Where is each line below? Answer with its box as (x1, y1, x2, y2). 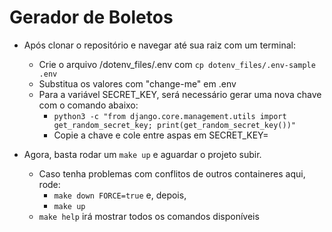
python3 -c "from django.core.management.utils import (53, 111, 287, 121)
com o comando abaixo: (38, 99, 139, 111)
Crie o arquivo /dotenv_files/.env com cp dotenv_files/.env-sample (38, 58, 316, 70)
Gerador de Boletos (9, 6, 174, 29)
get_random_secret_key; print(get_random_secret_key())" (53, 120, 296, 130)
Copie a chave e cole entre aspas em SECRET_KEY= (53, 129, 269, 141)
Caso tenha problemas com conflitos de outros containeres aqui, (38, 167, 306, 180)
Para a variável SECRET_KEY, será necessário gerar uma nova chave (38, 88, 322, 100)
